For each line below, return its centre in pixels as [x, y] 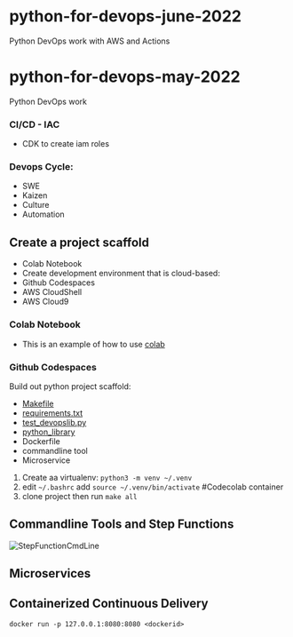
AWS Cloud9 [45, 302]
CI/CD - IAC [35, 124]
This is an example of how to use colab [94, 344]
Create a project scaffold [79, 242]
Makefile [38, 403]
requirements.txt [52, 413]
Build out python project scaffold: [70, 386]
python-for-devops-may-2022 [125, 77]
